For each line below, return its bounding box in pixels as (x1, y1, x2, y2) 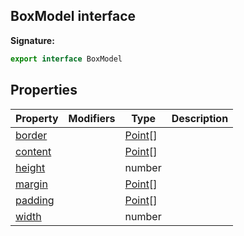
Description (171, 111, 229, 125)
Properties (10, 82, 78, 99)
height (15, 160, 46, 174)
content (15, 144, 52, 158)
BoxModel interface (10, 8, 137, 25)
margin (15, 177, 48, 191)
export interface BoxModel (10, 54, 123, 64)
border (15, 128, 48, 142)
